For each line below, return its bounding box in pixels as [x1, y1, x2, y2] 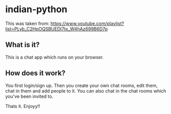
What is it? [5, 41, 40, 49]
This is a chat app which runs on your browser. [5, 54, 104, 60]
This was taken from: [5, 20, 50, 26]
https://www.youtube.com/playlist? [50, 20, 124, 26]
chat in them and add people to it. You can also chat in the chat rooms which [5, 88, 166, 94]
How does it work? [5, 69, 66, 77]
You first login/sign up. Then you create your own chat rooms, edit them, [5, 82, 158, 89]
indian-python [5, 4, 67, 15]
